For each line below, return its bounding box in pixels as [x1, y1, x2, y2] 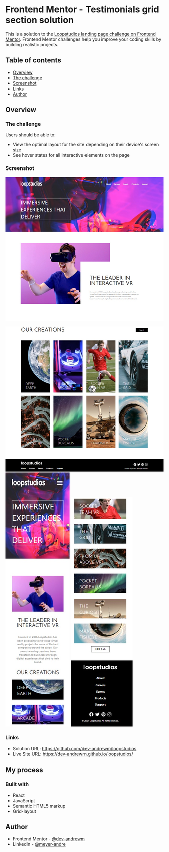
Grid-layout [12, 808, 36, 814]
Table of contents [5, 56, 61, 65]
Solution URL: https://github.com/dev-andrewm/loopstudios [12, 745, 137, 751]
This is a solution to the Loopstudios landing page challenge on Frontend [5, 31, 156, 37]
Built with [5, 781, 29, 788]
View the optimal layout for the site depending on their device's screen [12, 142, 159, 148]
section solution [5, 14, 74, 26]
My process [5, 765, 43, 774]
